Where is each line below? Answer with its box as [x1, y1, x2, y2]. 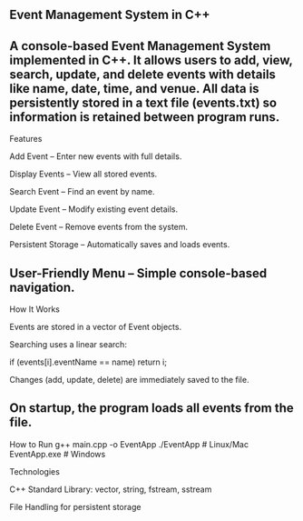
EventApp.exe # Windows [9, 448, 106, 459]
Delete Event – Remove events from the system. [9, 222, 189, 233]
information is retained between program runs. [9, 109, 280, 125]
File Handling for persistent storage [9, 501, 142, 512]
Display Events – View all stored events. [9, 168, 158, 180]
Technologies [9, 466, 61, 476]
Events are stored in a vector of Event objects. [9, 322, 182, 333]
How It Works [9, 304, 61, 315]
